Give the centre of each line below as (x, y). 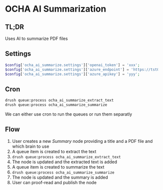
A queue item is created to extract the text (54, 151)
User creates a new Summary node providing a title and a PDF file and (82, 141)
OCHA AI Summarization (56, 9)
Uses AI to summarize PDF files (36, 38)
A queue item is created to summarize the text (58, 167)
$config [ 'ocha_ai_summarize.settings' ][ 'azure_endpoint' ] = (67, 69)
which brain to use (31, 146)
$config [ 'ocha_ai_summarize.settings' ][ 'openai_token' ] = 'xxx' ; (72, 65)
